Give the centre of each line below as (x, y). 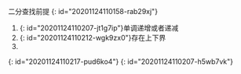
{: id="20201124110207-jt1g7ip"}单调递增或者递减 (99, 28)
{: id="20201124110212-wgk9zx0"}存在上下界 (93, 38)
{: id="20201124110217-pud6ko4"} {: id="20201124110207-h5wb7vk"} (121, 62)
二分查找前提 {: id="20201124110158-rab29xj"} (83, 11)
